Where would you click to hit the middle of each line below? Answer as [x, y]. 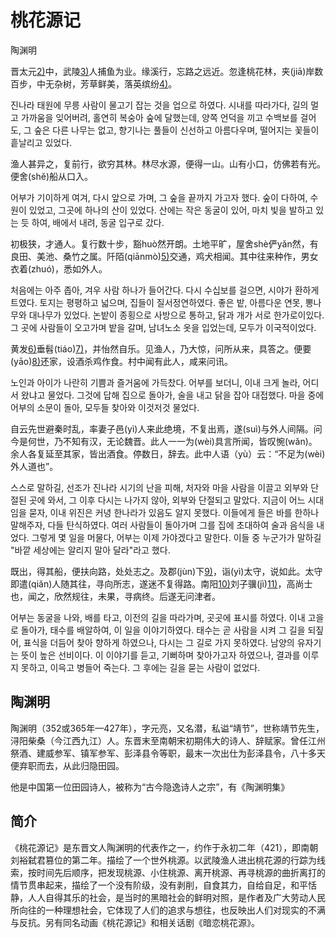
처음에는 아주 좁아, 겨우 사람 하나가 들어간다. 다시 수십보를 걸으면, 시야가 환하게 [165, 290]
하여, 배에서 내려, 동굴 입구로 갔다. [98, 222]
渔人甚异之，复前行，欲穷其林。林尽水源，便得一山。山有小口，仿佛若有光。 [168, 163]
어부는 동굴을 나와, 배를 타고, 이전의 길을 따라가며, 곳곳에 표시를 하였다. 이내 [158, 617]
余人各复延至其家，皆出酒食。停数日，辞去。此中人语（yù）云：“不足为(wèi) [168, 453]
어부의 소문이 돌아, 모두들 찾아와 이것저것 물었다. [105, 407]
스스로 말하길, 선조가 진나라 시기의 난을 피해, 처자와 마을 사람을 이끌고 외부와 [159, 487]
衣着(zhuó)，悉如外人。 [59, 268]
